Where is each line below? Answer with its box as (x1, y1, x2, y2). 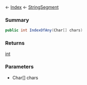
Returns (5, 40, 25, 47)
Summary (5, 16, 30, 23)
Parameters (5, 63, 34, 70)
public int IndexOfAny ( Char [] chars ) (5, 28, 83, 33)
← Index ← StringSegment (5, 4, 59, 10)
